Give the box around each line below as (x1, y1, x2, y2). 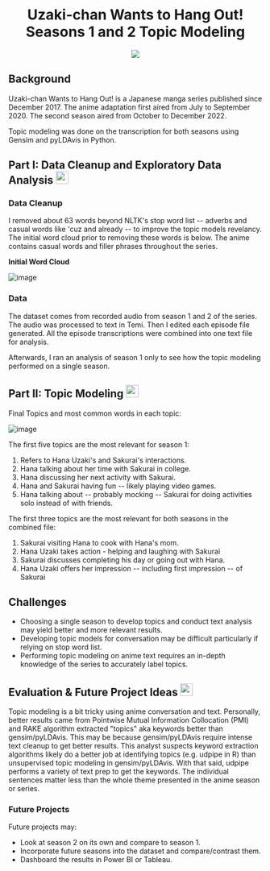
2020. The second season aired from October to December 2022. (8, 110, 227, 120)
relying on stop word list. (19, 642, 102, 652)
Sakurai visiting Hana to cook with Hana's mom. (19, 537, 179, 547)
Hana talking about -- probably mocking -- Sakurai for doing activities (19, 489, 252, 499)
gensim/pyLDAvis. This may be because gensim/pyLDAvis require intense (8, 732, 252, 742)
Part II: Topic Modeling (8, 387, 124, 400)
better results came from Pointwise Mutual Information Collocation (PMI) (8, 715, 249, 725)
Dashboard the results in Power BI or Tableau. (19, 855, 173, 865)
